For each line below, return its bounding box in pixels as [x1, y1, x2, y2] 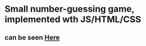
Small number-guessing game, [4, 3, 135, 15]
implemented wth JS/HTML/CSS [4, 14, 142, 25]
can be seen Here [4, 33, 60, 42]
